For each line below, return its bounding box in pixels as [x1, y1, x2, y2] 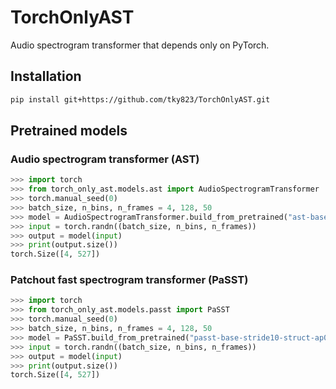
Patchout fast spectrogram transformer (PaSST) [10, 273, 249, 287]
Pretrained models [10, 122, 128, 140]
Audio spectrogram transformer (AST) [10, 152, 200, 166]
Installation [10, 68, 82, 85]
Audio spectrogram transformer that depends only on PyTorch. [10, 39, 270, 51]
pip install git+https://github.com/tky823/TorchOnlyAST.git [10, 94, 271, 105]
